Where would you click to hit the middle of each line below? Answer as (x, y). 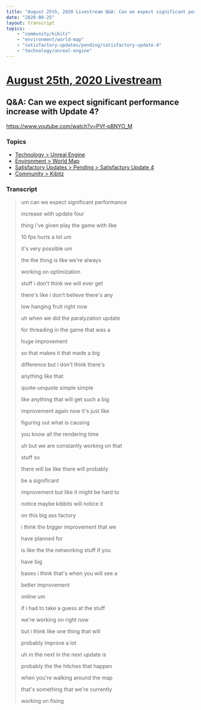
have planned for (42, 539)
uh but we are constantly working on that (71, 446)
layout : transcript (31, 23)
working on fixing (42, 701)
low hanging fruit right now (54, 307)
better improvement (45, 585)
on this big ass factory (48, 515)
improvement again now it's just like (65, 411)
